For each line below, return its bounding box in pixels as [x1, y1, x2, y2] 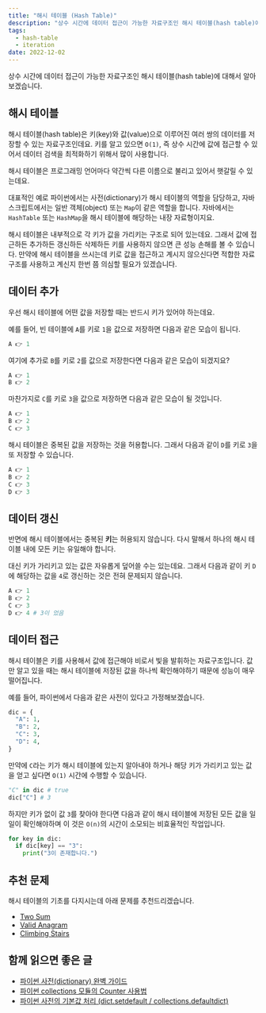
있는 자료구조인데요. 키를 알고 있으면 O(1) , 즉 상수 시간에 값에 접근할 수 [31, 139, 250, 148]
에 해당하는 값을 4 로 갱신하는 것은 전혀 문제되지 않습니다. [8, 571, 183, 580]
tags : [8, 26, 26, 34]
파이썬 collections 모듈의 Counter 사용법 [19, 986, 147, 996]
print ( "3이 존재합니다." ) [22, 849, 98, 857]
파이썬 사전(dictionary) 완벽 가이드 [19, 976, 128, 985]
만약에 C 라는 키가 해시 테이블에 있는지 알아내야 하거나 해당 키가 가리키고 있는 [8, 760, 244, 770]
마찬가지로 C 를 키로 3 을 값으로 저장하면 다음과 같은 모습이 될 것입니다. [8, 394, 222, 403]
